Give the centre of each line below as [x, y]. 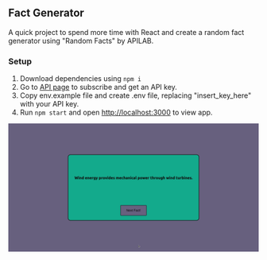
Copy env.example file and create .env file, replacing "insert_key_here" [135, 95]
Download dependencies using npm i [80, 79]
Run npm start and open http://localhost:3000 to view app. [116, 113]
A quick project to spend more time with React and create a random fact [126, 32]
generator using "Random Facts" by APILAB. [81, 41]
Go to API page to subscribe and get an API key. [98, 87]
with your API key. [49, 104]
